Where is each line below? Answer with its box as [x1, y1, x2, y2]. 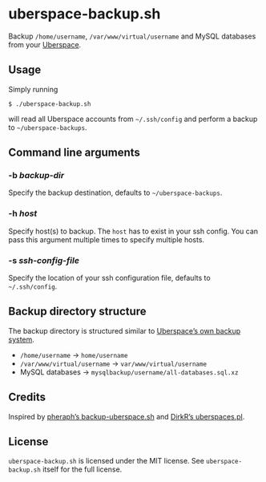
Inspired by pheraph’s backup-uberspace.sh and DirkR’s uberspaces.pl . [8, 411, 245, 421]
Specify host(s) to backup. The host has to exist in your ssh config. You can [8, 226, 259, 236]
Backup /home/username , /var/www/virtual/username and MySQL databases [8, 31, 256, 41]
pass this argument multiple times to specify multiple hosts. [8, 234, 205, 245]
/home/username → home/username [19, 350, 128, 359]
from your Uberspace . [8, 39, 82, 49]
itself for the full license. [42, 464, 123, 474]
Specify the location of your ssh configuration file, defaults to [8, 273, 211, 283]
